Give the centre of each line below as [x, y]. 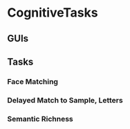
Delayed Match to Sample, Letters [65, 100]
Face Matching [33, 81]
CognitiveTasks [53, 13]
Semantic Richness [40, 119]
